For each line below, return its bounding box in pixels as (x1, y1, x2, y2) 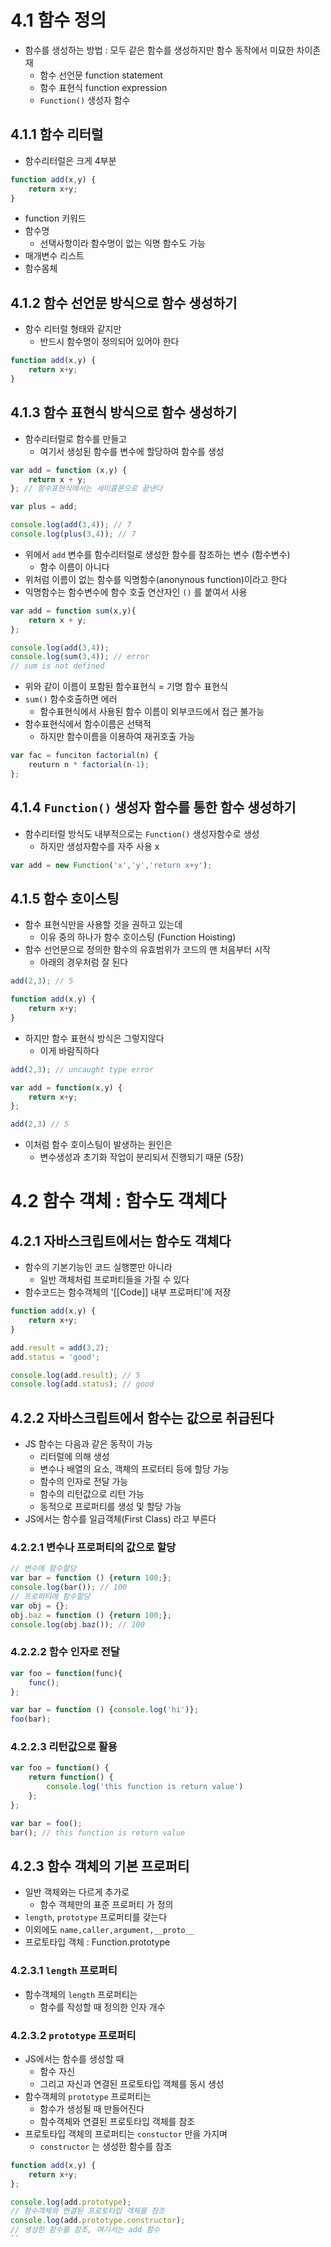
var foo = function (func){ (10, 1668, 123, 1678)
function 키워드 (24, 212, 87, 225)
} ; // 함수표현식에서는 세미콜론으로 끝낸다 (10, 484, 163, 494)
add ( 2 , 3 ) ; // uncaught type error (10, 1064, 155, 1075)
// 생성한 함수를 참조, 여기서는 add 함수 (10, 2225, 161, 2235)
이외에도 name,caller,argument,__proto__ (24, 1924, 195, 1936)
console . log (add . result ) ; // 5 (10, 1370, 141, 1380)
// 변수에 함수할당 (10, 1564, 77, 1574)
